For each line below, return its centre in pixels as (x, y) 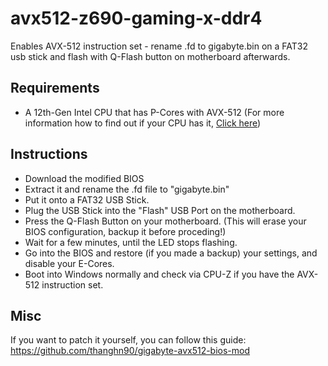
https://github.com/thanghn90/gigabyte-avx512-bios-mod (130, 351)
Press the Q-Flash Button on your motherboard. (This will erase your (165, 221)
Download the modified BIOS (84, 178)
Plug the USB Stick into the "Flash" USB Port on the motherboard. (160, 210)
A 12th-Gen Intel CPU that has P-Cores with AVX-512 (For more (154, 112)
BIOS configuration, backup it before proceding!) (125, 231)
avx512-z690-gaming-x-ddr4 (136, 18)
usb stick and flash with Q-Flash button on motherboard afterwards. (150, 56)
